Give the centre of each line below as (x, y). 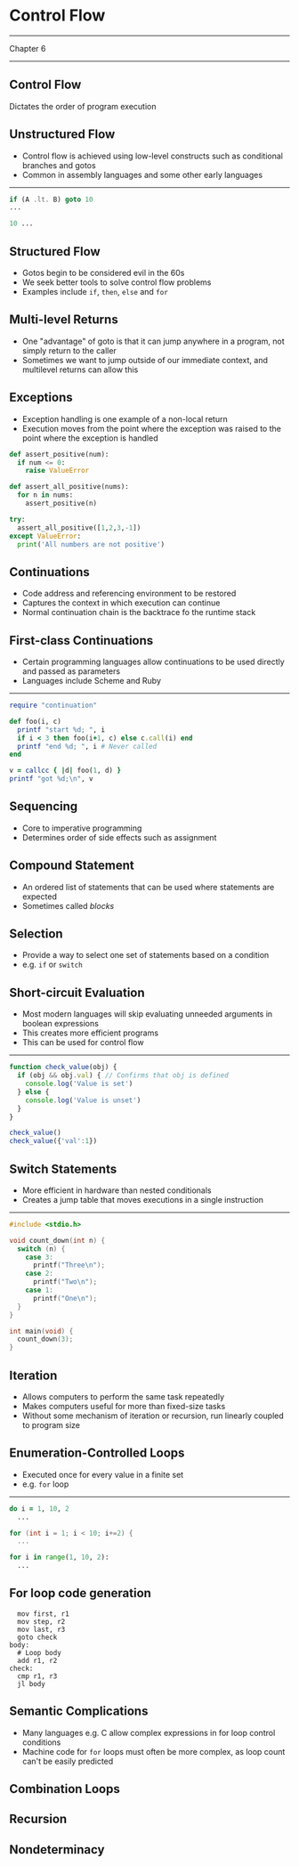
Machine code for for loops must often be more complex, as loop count (154, 1751)
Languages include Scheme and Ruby (92, 681)
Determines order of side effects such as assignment (119, 837)
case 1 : (39, 1290)
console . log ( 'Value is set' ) (79, 1083)
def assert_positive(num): (59, 454)
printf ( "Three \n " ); (69, 1265)
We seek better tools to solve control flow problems (117, 282)
